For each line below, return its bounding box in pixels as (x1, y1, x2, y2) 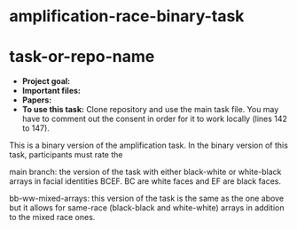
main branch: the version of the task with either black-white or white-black (9, 166, 282, 178)
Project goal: (21, 76, 71, 87)
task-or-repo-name (9, 47, 155, 67)
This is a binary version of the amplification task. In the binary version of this (9, 140, 288, 151)
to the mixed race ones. (9, 212, 96, 223)
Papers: (21, 95, 52, 105)
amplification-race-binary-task (9, 6, 245, 27)
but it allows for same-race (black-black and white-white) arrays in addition (9, 202, 285, 213)
